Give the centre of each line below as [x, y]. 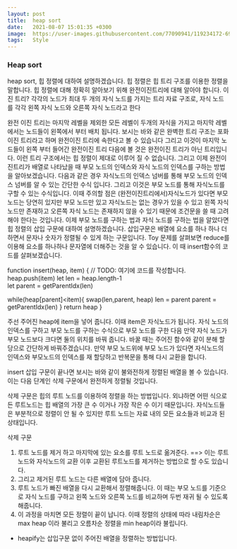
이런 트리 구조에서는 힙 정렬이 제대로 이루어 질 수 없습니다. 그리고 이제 [112, 158]
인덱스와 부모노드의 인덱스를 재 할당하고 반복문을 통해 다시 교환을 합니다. [107, 357]
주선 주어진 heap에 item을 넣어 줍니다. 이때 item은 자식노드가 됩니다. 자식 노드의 [118, 322]
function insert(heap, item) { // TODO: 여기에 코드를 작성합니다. [97, 270]
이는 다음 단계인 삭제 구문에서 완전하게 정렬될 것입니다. [83, 381]
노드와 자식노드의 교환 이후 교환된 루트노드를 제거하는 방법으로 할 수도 [114, 461]
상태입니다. [23, 422]
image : [17, 34]
